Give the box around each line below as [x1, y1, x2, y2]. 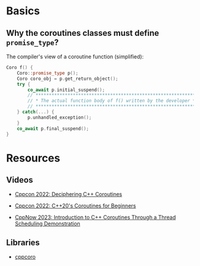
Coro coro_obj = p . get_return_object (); [17, 76, 118, 82]
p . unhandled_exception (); [27, 115, 92, 120]
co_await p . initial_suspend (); [27, 86, 105, 93]
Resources [6, 151, 61, 165]
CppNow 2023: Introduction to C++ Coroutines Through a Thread [14, 214, 176, 221]
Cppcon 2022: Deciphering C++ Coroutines [14, 191, 123, 198]
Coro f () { [6, 64, 33, 70]
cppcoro [14, 253, 36, 261]
